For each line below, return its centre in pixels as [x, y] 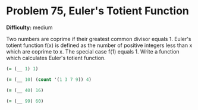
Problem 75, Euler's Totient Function [98, 11]
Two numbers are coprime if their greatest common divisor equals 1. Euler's [99, 39]
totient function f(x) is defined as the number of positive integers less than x [99, 45]
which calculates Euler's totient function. [56, 58]
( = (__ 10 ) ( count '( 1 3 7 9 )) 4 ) [49, 79]
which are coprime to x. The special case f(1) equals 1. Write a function [93, 51]
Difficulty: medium [29, 27]
